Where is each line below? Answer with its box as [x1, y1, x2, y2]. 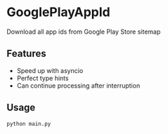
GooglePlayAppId [6, 4, 110, 20]
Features [6, 48, 46, 60]
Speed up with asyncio [16, 66, 84, 74]
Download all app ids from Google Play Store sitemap [6, 27, 161, 36]
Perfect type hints [16, 74, 69, 82]
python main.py [6, 120, 51, 127]
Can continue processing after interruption [16, 81, 141, 90]
